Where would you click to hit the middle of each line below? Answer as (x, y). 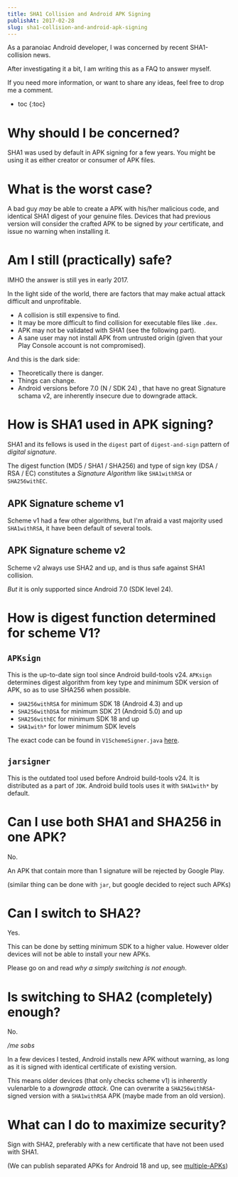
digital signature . (32, 452)
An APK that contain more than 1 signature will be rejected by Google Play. (116, 870)
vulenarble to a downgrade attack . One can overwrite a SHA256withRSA (110, 1089)
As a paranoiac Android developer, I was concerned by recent (98, 48)
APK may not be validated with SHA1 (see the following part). (107, 330)
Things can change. (47, 381)
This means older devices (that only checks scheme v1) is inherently (107, 1081)
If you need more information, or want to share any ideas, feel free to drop (116, 83)
